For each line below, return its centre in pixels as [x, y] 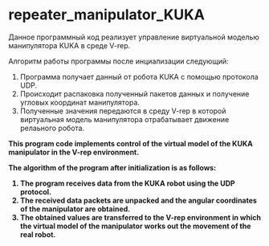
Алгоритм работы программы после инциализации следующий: [118, 61]
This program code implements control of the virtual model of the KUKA [130, 143]
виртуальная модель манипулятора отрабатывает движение [124, 119]
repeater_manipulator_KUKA [106, 15]
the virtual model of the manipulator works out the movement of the [135, 226]
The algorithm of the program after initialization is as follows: [112, 167]
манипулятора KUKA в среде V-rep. [69, 45]
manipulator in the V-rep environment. [74, 152]
